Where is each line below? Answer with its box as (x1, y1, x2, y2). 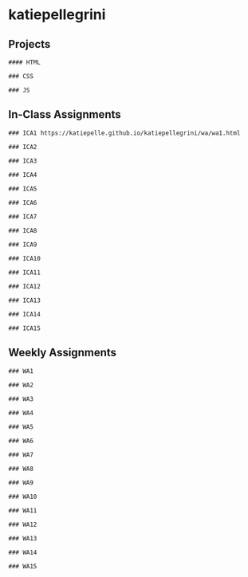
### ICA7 (8, 213, 37, 221)
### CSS (8, 73, 34, 80)
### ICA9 (8, 241, 37, 249)
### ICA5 (8, 185, 37, 193)
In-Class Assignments (8, 108, 121, 121)
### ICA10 (8, 254, 41, 262)
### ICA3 (8, 157, 37, 165)
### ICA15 (8, 324, 41, 332)
